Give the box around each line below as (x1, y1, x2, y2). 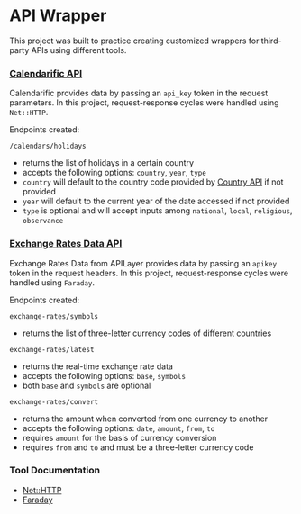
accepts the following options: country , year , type (22, 167, 207, 178)
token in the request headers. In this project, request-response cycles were (9, 267, 289, 278)
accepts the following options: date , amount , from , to (22, 422, 215, 433)
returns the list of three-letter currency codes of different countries (22, 328, 272, 338)
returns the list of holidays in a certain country (22, 158, 195, 168)
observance (22, 217, 64, 226)
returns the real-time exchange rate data (22, 361, 174, 372)
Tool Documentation (9, 464, 101, 477)
